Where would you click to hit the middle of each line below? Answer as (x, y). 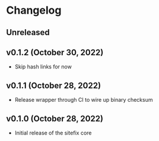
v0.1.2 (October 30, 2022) (55, 52)
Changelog (34, 10)
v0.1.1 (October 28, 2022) (54, 85)
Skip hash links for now (43, 67)
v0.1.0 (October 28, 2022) (55, 119)
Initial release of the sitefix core (53, 133)
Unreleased (28, 32)
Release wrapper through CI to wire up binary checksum (84, 100)
